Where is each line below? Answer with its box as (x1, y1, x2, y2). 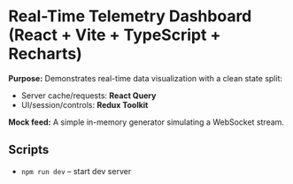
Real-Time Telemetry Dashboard (8, 6, 252, 27)
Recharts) (8, 44, 83, 64)
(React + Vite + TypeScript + (8, 25, 221, 45)
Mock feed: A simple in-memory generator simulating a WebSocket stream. (8, 117, 285, 127)
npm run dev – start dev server (20, 165, 132, 176)
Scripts (8, 142, 50, 157)
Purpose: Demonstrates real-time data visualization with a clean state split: (8, 73, 283, 83)
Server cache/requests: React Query (20, 90, 157, 101)
